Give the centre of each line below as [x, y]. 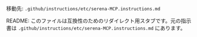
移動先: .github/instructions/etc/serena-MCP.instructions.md [83, 8]
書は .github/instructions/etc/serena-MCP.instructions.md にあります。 [96, 28]
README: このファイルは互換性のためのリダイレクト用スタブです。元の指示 [99, 21]
